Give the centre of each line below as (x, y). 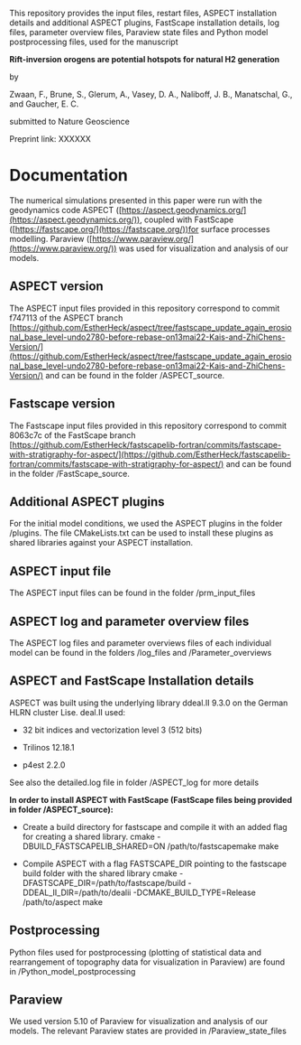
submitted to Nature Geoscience (70, 121)
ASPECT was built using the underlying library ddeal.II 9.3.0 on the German (149, 703)
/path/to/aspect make (63, 901)
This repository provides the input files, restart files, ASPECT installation (143, 13)
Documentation (69, 176)
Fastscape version (62, 404)
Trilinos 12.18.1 (48, 747)
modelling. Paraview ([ (51, 238)
